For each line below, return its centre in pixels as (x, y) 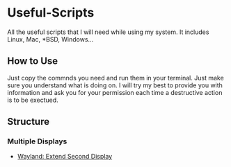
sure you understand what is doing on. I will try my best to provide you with (115, 85)
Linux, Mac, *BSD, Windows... (50, 39)
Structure (29, 122)
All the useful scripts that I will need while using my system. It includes (108, 32)
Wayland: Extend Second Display (65, 157)
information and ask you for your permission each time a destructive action (115, 92)
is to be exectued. (33, 100)
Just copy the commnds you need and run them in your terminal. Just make (115, 78)
